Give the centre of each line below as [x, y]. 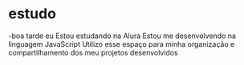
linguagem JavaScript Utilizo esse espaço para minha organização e [122, 44]
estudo [32, 14]
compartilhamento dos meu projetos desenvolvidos [93, 52]
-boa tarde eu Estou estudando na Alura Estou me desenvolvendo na [122, 36]
